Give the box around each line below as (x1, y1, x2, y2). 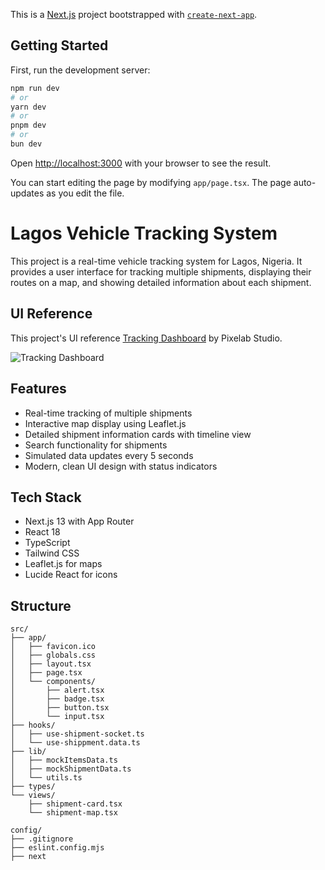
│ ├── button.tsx (10, 703, 110, 713)
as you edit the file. (46, 187, 125, 199)
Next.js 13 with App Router (24, 515, 135, 528)
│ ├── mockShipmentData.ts (10, 764, 132, 774)
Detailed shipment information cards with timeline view (24, 428, 252, 440)
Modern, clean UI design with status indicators (24, 460, 218, 472)
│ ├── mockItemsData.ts (10, 755, 118, 766)
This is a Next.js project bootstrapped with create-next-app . (10, 9, 258, 20)
